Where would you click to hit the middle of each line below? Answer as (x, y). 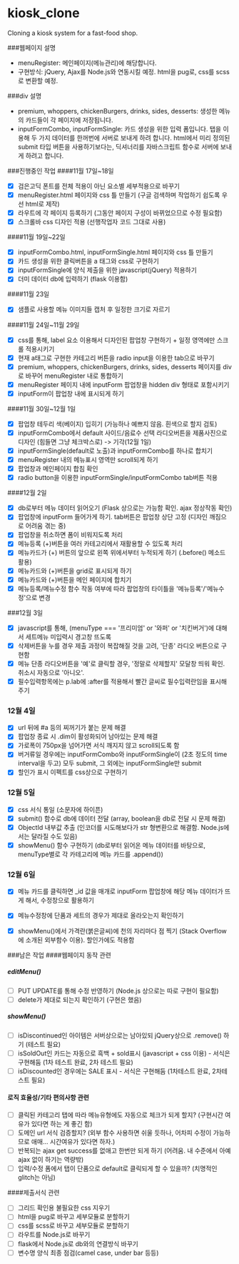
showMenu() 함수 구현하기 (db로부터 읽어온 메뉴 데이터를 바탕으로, (111, 846)
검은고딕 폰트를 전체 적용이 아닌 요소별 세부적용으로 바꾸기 (99, 186)
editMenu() (24, 972)
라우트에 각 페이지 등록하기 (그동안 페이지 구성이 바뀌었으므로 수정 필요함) (120, 213)
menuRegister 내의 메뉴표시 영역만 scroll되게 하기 (88, 460)
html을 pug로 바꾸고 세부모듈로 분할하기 (73, 1217)
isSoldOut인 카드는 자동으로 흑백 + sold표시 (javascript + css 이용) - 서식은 (124, 1053)
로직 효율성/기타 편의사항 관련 (48, 1098)
